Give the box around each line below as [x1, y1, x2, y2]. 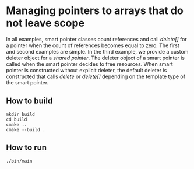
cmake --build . [6, 126, 45, 132]
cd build [6, 117, 27, 122]
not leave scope [6, 16, 85, 30]
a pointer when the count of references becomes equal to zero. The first [6, 42, 179, 49]
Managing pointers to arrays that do [6, 4, 184, 17]
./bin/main [6, 158, 33, 164]
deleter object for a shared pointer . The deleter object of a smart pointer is [6, 54, 185, 61]
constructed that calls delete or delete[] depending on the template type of [6, 73, 185, 80]
